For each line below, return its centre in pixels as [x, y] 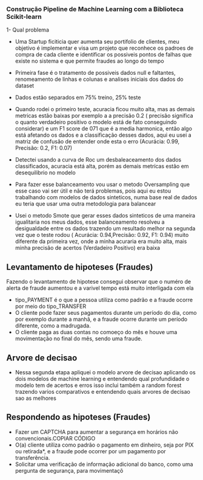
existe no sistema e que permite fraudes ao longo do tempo [90, 61]
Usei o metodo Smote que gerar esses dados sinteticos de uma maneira [105, 216]
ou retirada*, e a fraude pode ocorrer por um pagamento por [91, 451]
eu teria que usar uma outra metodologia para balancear [85, 204]
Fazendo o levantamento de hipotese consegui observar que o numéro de [99, 282]
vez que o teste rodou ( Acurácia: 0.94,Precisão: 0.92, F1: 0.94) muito [102, 235]
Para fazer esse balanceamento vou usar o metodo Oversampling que [102, 185]
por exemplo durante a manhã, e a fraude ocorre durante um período [101, 319]
